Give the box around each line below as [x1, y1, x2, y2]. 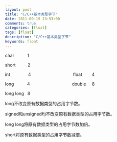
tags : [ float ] [5, 30, 34, 35]
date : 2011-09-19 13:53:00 [5, 16, 60, 21]
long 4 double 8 [5, 81, 95, 87]
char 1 [5, 52, 29, 58]
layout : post [5, 7, 32, 12]
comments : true [5, 21, 36, 26]
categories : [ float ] [5, 25, 47, 30]
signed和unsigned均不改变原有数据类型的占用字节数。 [5, 111, 115, 117]
